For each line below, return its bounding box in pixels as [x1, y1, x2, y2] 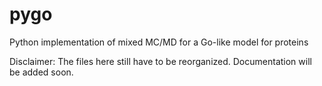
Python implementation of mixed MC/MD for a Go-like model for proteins [9, 36, 309, 48]
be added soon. [9, 66, 74, 78]
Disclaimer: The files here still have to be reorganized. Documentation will [9, 55, 312, 67]
